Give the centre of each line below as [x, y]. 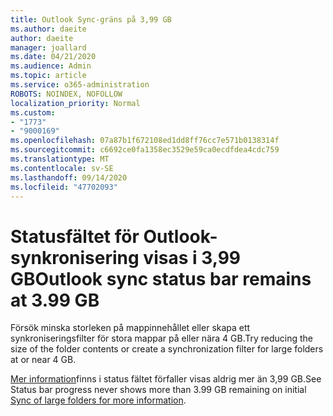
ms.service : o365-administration [80, 85]
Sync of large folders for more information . [98, 400]
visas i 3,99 [192, 257]
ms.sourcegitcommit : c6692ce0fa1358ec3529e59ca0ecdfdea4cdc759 [145, 150]
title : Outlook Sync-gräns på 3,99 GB [91, 19]
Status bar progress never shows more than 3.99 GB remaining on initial [158, 390]
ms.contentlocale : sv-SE [62, 168]
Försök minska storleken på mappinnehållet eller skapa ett [130, 328]
